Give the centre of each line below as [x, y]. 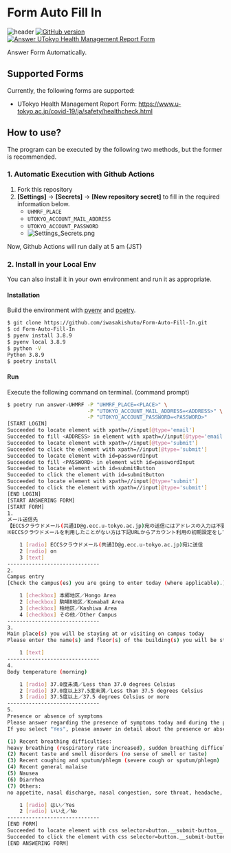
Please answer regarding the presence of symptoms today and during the [113, 722]
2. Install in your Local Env [52, 264]
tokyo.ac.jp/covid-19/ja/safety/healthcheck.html [85, 111]
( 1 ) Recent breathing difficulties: [59, 741]
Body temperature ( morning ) [47, 672]
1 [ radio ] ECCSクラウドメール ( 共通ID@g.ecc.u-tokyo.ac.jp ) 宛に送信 [111, 545]
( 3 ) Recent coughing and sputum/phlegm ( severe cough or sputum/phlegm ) [113, 761]
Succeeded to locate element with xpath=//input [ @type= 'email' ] [101, 430]
